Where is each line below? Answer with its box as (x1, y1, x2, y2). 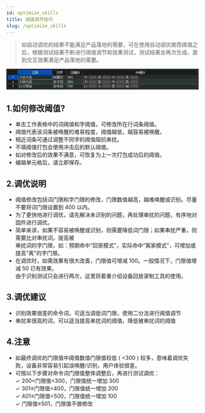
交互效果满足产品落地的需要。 (26, 56, 102, 64)
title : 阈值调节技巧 (6, 16, 53, 23)
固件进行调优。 (15, 219, 53, 226)
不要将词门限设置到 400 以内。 (15, 204, 93, 211)
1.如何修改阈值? (6, 103, 65, 113)
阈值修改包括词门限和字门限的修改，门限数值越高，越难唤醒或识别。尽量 (15, 196, 197, 203)
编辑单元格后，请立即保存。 (15, 159, 85, 166)
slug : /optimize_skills (6, 23, 67, 29)
